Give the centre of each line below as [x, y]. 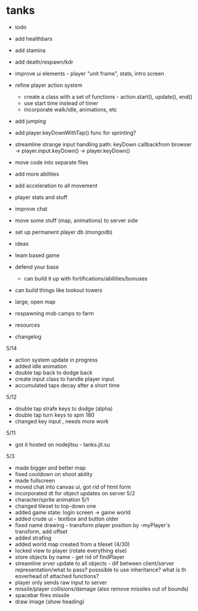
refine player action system [49, 85]
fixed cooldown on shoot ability [54, 474]
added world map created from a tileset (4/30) [72, 544]
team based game [37, 255]
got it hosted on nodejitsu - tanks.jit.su [62, 444]
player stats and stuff [41, 197]
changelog [28, 336]
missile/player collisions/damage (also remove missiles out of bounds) [102, 589]
